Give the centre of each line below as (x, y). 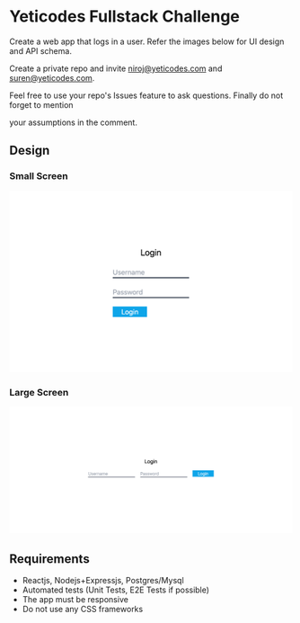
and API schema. (40, 50)
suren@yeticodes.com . (52, 77)
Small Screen (39, 176)
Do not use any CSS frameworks (83, 610)
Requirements (49, 559)
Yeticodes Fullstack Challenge (125, 17)
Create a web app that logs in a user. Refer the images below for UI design (147, 41)
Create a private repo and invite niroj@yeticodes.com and (116, 68)
